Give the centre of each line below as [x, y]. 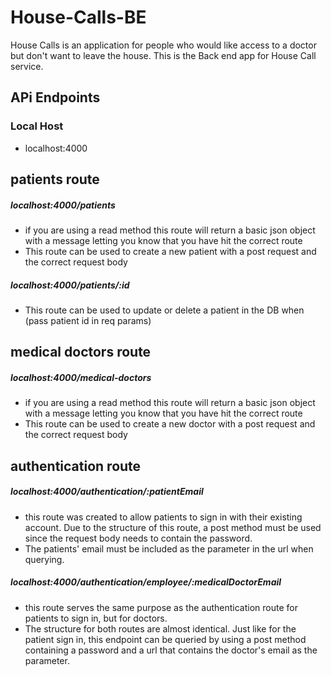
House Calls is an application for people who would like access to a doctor [163, 45]
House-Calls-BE [78, 17]
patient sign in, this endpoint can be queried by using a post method [165, 639]
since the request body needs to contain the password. [138, 538]
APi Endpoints [55, 97]
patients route [55, 179]
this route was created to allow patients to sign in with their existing [163, 517]
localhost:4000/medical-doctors [81, 377]
